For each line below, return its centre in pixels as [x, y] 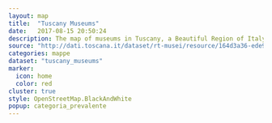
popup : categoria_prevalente [57, 106]
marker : [21, 69]
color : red [34, 83]
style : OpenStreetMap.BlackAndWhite [70, 99]
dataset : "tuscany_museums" [56, 61]
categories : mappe [39, 53]
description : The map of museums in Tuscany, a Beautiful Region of [126, 38]
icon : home [34, 76]
